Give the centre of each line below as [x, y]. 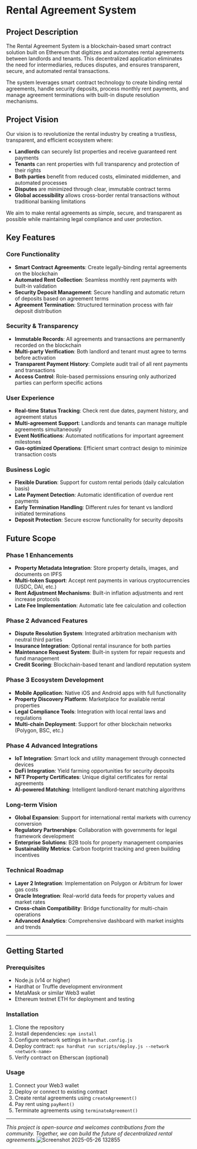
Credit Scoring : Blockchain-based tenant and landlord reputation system [103, 664]
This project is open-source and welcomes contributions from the [86, 1127]
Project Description [42, 32]
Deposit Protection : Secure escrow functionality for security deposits [99, 520]
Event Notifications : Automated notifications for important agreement [99, 436]
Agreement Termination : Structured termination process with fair [94, 305]
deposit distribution [38, 311]
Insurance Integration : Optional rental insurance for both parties [93, 646]
